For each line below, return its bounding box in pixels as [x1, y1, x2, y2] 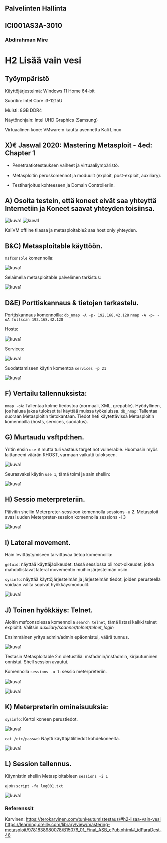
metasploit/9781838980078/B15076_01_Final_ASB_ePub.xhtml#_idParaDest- [5, 827, 162, 833]
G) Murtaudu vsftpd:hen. [5, 433, 85, 442]
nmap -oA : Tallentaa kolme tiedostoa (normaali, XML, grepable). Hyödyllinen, [5, 402, 161, 408]
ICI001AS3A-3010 [5, 21, 62, 30]
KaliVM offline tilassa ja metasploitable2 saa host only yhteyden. [5, 227, 137, 233]
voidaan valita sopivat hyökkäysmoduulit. [5, 582, 90, 588]
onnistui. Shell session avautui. [5, 659, 69, 665]
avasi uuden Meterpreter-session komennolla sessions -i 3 [5, 514, 126, 520]
